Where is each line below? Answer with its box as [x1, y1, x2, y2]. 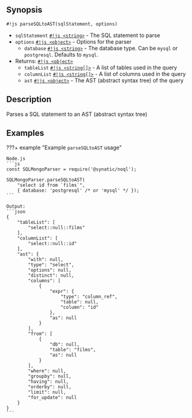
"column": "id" [60, 305, 99, 311]
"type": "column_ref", [60, 294, 118, 300]
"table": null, [60, 299, 99, 305]
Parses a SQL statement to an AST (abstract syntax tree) [6, 110, 148, 118]
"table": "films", [49, 347, 96, 353]
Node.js [6, 156, 26, 162]
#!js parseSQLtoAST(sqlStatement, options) [6, 21, 118, 27]
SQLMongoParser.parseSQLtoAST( [6, 177, 85, 183]
